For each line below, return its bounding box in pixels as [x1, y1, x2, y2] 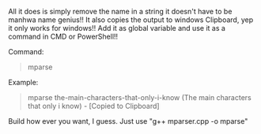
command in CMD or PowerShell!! [8, 32, 119, 41]
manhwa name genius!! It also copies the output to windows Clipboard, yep [8, 15, 254, 24]
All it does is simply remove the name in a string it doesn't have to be [8, 7, 233, 16]
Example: [8, 78, 39, 87]
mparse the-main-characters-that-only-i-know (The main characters [27, 93, 252, 102]
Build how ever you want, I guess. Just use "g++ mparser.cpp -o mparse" [8, 117, 248, 125]
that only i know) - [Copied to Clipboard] [27, 102, 160, 110]
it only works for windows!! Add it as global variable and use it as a [8, 24, 225, 32]
